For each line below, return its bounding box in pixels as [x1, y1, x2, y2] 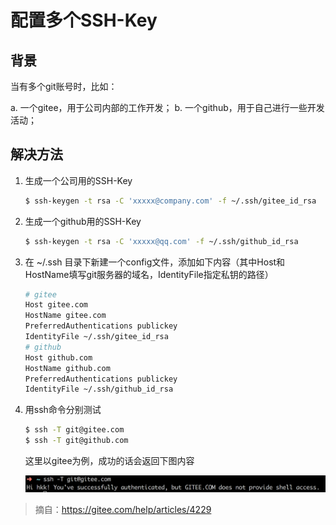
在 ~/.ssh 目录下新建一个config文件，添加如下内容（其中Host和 [24, 256, 286, 268]
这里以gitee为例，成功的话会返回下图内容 [24, 455, 195, 467]
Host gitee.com [24, 300, 89, 310]
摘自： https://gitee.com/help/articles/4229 [34, 503, 212, 515]
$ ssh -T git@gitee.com [24, 425, 125, 435]
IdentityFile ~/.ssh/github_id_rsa [24, 384, 174, 395]
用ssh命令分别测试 [24, 404, 102, 416]
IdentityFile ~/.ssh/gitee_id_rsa [24, 332, 169, 342]
